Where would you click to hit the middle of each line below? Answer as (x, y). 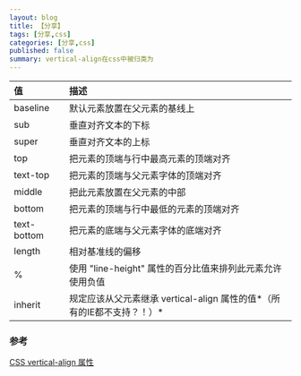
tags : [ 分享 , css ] (40, 34)
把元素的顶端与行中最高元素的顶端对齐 (150, 159)
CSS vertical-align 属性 (52, 363)
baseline (32, 108)
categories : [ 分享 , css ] (52, 43)
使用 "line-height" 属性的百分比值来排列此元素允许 (175, 268)
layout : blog (34, 17)
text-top (32, 175)
